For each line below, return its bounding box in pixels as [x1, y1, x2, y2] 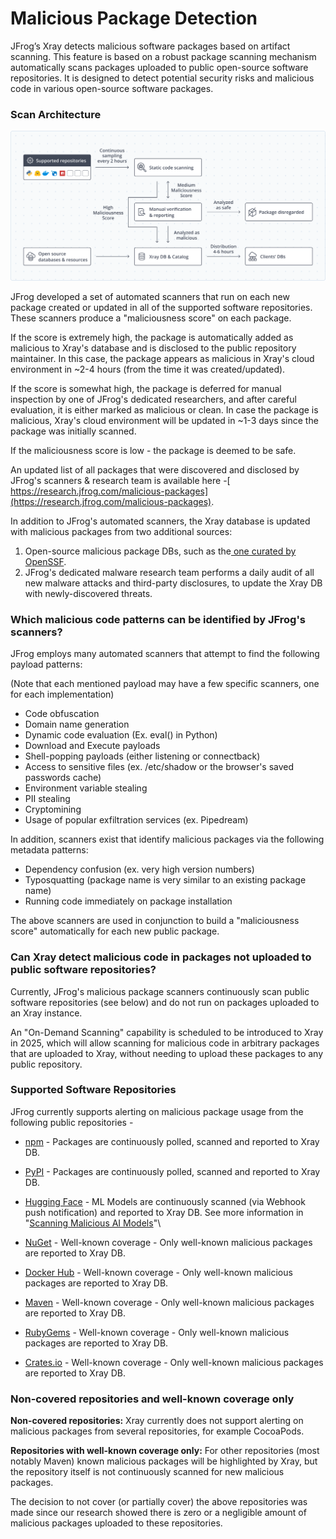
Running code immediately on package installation [24, 895, 233, 907]
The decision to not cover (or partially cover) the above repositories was [10, 1496, 308, 1508]
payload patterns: [10, 658, 83, 671]
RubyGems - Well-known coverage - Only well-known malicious [24, 1326, 290, 1338]
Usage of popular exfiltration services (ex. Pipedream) [24, 814, 249, 826]
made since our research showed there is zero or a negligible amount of [10, 1507, 307, 1519]
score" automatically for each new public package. [10, 925, 220, 937]
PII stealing [24, 793, 71, 805]
